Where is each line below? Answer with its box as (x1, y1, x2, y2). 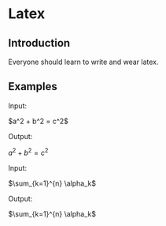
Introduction (8, 36, 71, 50)
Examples (8, 80, 57, 93)
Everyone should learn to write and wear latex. (8, 57, 159, 66)
